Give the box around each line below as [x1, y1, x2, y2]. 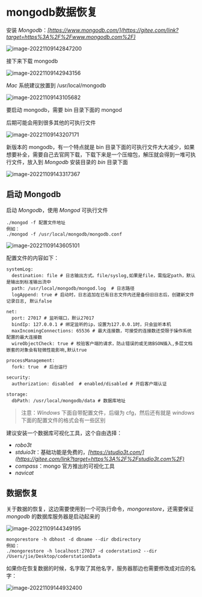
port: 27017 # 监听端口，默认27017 [11, 315, 94, 321]
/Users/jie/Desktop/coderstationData [6, 553, 101, 559]
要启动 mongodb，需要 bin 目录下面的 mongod [6, 106, 122, 113]
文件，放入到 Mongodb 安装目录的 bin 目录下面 [11, 158, 128, 165]
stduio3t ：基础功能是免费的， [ [14, 449, 90, 456]
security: [6, 374, 31, 381]
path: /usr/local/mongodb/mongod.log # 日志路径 [11, 285, 135, 292]
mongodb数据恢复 [6, 5, 98, 19]
